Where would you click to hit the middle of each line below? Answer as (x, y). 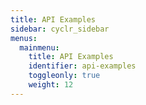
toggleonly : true (64, 76)
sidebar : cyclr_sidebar (60, 29)
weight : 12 (51, 85)
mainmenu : (39, 47)
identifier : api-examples (82, 66)
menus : (24, 38)
